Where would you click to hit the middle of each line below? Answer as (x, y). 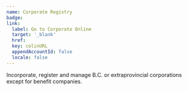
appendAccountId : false (42, 52)
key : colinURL (30, 46)
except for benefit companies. (44, 81)
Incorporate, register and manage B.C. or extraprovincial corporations (94, 75)
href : (19, 40)
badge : (15, 18)
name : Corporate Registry (39, 12)
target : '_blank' (34, 35)
